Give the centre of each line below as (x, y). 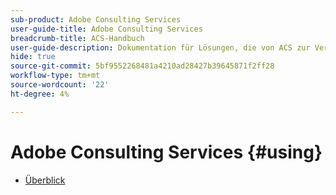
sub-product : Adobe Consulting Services (96, 19)
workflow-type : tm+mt (55, 76)
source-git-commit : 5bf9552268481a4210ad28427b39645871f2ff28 (142, 66)
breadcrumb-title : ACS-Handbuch (77, 38)
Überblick (45, 180)
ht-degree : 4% (40, 94)
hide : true (33, 57)
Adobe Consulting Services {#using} (166, 152)
